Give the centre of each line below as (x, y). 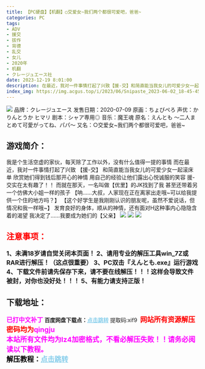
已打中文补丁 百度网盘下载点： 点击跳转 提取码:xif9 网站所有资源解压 (101, 320)
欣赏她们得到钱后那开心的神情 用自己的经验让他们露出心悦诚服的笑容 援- (104, 177)
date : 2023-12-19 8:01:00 (39, 80)
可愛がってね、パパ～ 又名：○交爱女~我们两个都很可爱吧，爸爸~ (104, 125)
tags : (13, 23)
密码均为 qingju (31, 330)
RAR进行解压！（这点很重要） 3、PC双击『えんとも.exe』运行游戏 (102, 262)
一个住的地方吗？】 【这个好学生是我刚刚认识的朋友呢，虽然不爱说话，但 (103, 200)
